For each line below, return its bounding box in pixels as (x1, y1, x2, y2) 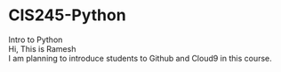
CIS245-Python (8, 5, 126, 25)
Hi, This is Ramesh (8, 43, 76, 54)
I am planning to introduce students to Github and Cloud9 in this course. (8, 53, 272, 63)
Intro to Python (8, 34, 63, 45)
